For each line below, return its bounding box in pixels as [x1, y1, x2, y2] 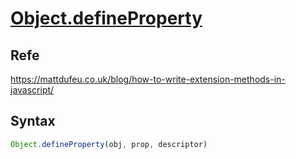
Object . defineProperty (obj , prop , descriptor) [10, 139, 208, 149]
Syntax [10, 113, 56, 130]
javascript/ [10, 84, 55, 96]
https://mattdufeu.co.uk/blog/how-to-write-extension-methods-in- [10, 73, 286, 85]
